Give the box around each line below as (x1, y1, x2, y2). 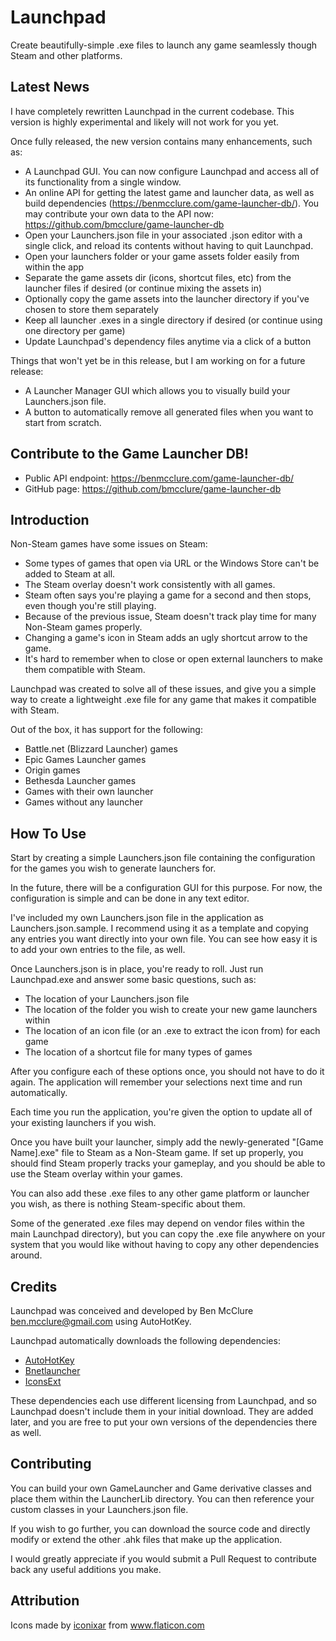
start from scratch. (24, 416, 102, 428)
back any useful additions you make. (10, 1563, 162, 1575)
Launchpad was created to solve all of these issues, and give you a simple (10, 683, 317, 695)
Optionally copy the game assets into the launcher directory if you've (24, 292, 310, 305)
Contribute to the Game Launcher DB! (10, 446, 249, 463)
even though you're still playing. (24, 600, 157, 612)
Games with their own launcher (24, 786, 154, 798)
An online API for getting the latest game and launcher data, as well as (24, 186, 315, 198)
